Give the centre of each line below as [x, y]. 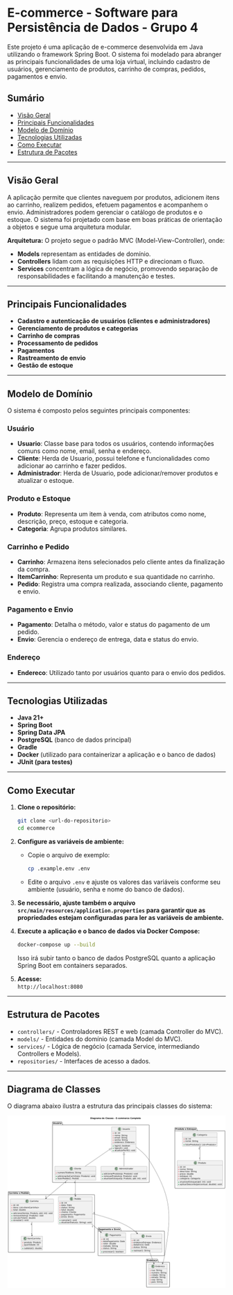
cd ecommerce [36, 828]
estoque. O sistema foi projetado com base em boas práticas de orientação [115, 219]
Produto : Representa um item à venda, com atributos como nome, [112, 514]
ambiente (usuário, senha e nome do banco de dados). [106, 889]
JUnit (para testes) [45, 762]
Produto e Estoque [39, 499]
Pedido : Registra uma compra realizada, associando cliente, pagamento [120, 584]
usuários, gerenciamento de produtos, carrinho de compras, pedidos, [106, 69]
